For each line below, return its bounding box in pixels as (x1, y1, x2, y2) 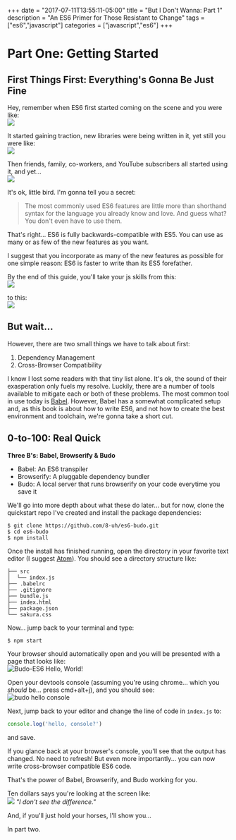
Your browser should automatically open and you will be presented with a (7, 649, 221, 658)
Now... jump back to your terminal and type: (7, 623, 135, 632)
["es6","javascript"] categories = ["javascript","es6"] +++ (7, 21, 173, 29)
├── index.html (7, 599, 52, 606)
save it (17, 487, 37, 496)
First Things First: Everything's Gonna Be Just (7, 73, 214, 85)
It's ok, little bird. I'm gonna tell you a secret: (7, 188, 136, 196)
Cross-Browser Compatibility (17, 360, 102, 369)
